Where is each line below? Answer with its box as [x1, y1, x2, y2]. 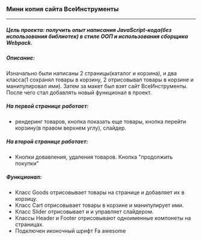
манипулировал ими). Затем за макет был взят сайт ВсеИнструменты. [6, 82, 188, 89]
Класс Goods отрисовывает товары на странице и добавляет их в [14, 189, 185, 196]
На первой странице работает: [6, 103, 89, 110]
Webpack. [6, 39, 33, 46]
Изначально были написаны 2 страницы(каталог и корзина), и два [6, 69, 177, 77]
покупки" [14, 159, 39, 167]
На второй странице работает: [6, 138, 88, 145]
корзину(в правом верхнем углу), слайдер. [14, 124, 126, 131]
